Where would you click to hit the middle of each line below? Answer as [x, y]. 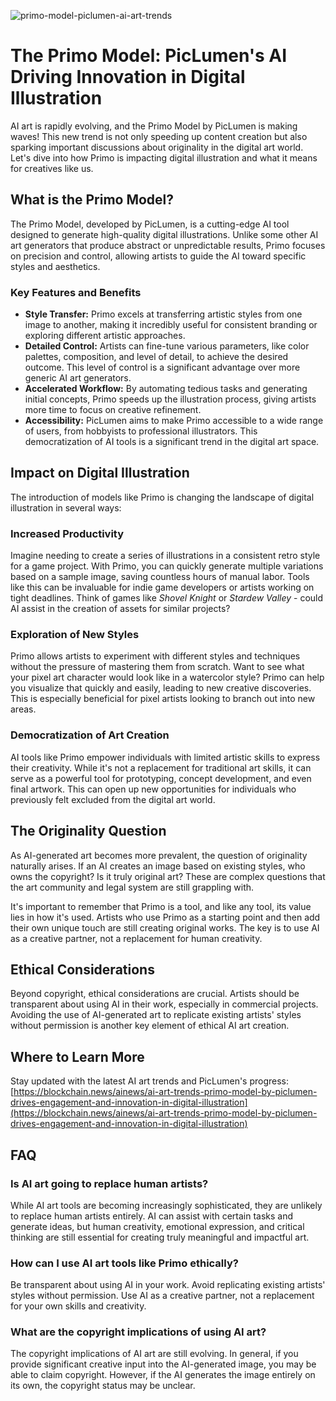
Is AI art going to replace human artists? [109, 1183]
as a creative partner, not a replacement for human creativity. [136, 938]
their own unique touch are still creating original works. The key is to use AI [165, 927]
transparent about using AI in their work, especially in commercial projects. [164, 1004]
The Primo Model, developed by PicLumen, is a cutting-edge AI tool [150, 224]
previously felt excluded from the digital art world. [113, 799]
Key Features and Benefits [76, 292]
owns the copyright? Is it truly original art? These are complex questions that [168, 876]
